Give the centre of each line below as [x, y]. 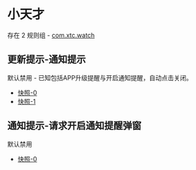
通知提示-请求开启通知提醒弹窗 [74, 126]
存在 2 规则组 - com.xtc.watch [51, 35]
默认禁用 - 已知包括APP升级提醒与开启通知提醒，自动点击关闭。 [100, 77]
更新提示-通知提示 [47, 59]
